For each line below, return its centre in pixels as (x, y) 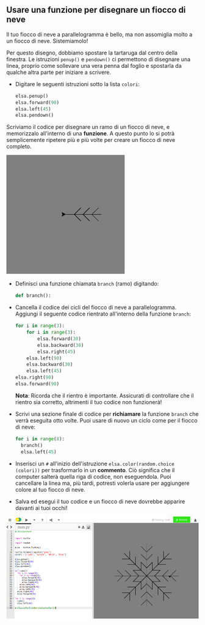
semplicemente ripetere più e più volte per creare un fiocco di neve (91, 140)
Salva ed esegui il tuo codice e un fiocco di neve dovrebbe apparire (100, 501)
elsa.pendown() (34, 116)
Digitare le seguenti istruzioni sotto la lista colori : (77, 84)
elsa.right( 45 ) (57, 352)
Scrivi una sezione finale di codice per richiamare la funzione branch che (107, 414)
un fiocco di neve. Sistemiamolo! (47, 41)
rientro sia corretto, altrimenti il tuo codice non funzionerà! (88, 402)
